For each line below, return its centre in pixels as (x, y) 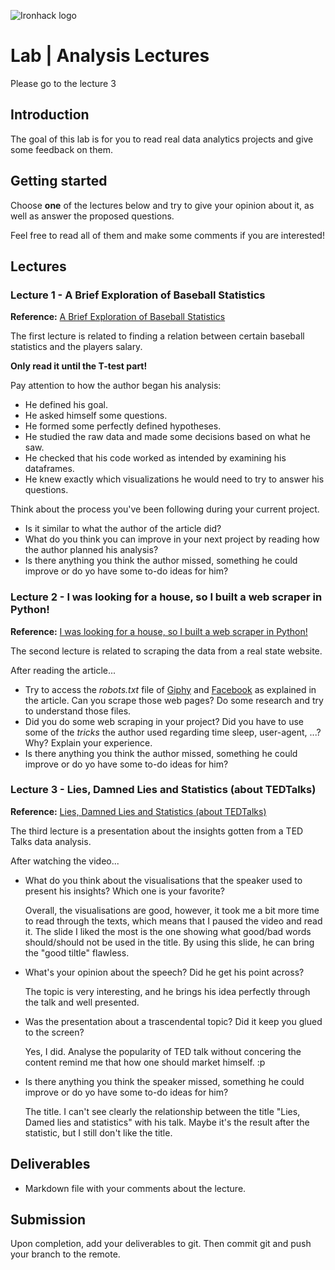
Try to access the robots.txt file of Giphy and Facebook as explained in (170, 689)
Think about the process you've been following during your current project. (165, 509)
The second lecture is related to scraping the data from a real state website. (166, 651)
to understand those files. (78, 711)
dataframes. (49, 469)
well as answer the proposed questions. (92, 216)
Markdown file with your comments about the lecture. (135, 1188)
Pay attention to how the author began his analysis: (116, 386)
